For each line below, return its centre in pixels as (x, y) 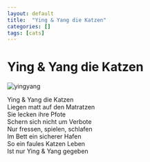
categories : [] (29, 26)
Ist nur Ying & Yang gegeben (48, 151)
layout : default (30, 13)
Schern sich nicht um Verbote (49, 122)
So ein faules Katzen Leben (46, 144)
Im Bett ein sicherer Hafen (44, 136)
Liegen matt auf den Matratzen (51, 107)
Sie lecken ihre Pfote (37, 114)
